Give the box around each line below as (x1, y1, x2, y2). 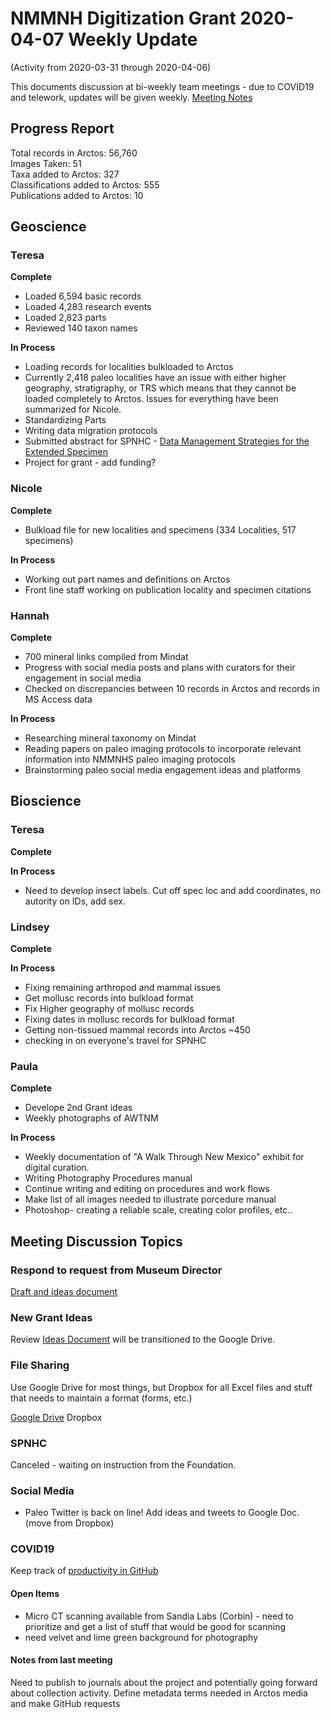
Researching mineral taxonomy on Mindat (24, 732, 197, 744)
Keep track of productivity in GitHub (10, 1565, 159, 1577)
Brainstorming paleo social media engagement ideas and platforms (24, 764, 302, 776)
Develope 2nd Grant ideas (24, 1102, 133, 1114)
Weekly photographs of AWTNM (24, 1112, 159, 1124)
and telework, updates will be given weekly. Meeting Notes (10, 91, 253, 103)
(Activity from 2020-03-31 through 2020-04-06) (10, 61, 212, 73)
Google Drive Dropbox (10, 1411, 103, 1423)
